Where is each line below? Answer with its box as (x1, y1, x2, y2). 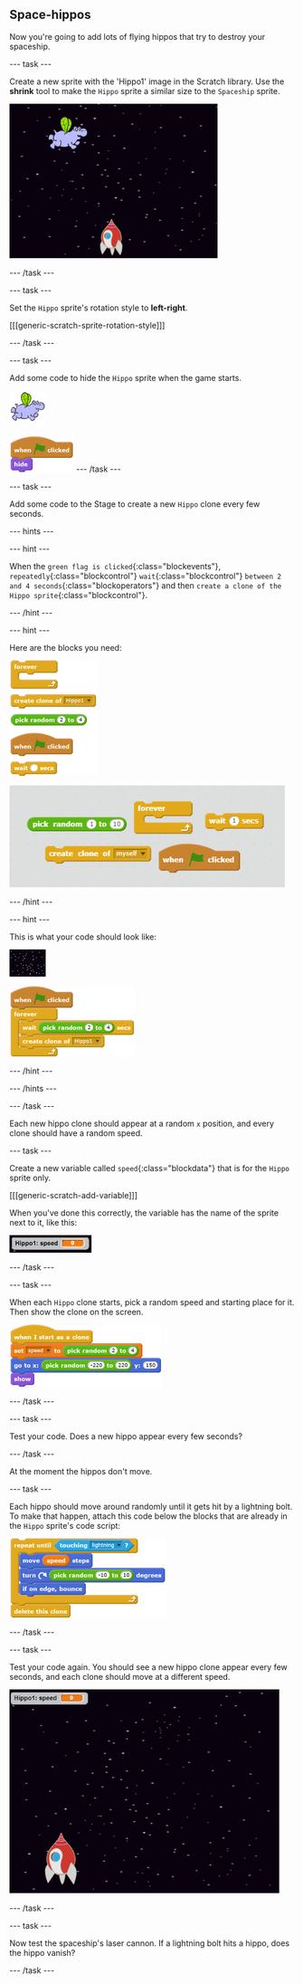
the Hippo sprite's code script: (9, 1520, 120, 1531)
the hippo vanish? (9, 1947, 76, 1958)
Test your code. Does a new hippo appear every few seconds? (9, 1430, 242, 1442)
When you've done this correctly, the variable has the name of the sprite (9, 1207, 279, 1218)
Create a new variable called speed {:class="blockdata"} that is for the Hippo (9, 1162, 289, 1173)
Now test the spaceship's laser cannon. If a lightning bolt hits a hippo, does (9, 1937, 290, 1949)
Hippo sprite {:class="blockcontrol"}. (9, 589, 148, 600)
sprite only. (9, 1172, 52, 1183)
